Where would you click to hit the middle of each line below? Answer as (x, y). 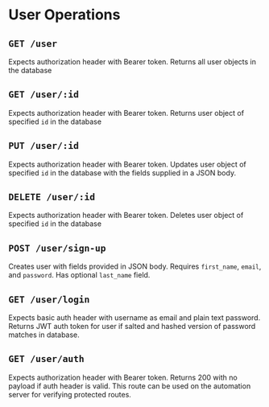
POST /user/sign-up (57, 248)
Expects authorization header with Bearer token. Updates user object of (128, 164)
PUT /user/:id (43, 146)
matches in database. (44, 335)
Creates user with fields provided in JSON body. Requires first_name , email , (135, 266)
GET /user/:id (43, 95)
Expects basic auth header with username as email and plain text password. (134, 318)
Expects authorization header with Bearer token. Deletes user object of (126, 216)
